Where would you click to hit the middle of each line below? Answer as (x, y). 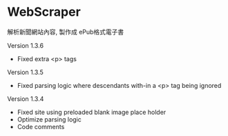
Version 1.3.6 (25, 45)
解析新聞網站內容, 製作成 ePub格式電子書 (66, 32)
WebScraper (44, 12)
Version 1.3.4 (26, 99)
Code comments (41, 126)
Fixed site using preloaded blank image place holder (92, 112)
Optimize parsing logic (49, 119)
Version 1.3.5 (25, 72)
